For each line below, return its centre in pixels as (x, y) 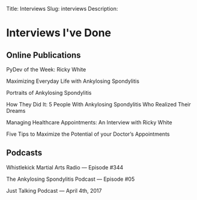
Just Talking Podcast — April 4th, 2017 (54, 190)
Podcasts (24, 153)
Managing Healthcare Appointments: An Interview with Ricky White (89, 122)
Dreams (16, 111)
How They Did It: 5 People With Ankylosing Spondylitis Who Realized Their (98, 104)
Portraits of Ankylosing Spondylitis (49, 93)
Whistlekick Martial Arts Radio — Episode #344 (65, 167)
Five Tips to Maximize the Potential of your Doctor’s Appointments (88, 134)
